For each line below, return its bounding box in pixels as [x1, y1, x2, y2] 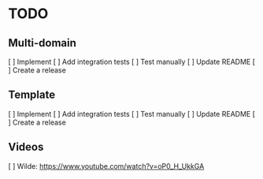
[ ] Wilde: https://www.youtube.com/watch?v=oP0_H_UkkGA [8, 161, 205, 170]
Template [8, 88, 56, 102]
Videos [8, 140, 44, 154]
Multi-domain [8, 36, 77, 50]
